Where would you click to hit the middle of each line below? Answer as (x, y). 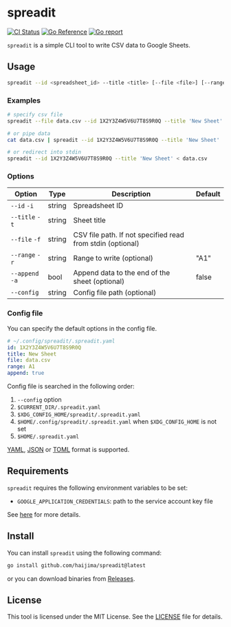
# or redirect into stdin (44, 152)
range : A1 (21, 367)
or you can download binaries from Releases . (71, 578)
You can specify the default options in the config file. (82, 328)
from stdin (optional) (106, 244)
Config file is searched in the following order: (71, 387)
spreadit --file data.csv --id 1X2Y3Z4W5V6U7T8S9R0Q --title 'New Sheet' (115, 121)
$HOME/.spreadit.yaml (48, 437)
